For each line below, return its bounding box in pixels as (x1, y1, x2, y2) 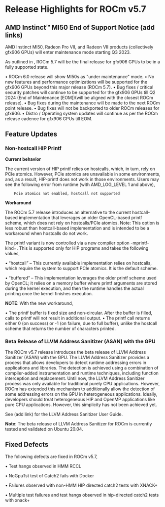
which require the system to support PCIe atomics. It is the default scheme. (5, 265, 158, 271)
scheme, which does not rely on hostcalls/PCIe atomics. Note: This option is (5, 220, 160, 226)
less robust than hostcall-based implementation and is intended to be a (5, 225, 149, 231)
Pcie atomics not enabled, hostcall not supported (14, 191, 120, 196)
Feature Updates (5, 130, 58, 138)
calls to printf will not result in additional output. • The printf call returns (5, 315, 150, 321)
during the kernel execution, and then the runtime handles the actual (5, 285, 144, 291)
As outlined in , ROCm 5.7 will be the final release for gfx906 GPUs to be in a (5, 59, 160, 65)
